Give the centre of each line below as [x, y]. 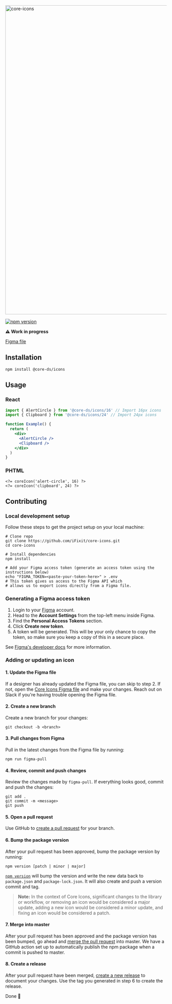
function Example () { [28, 424]
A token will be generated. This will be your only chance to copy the [84, 631]
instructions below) [27, 572]
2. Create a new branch [31, 707]
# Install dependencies [31, 554]
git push [15, 806]
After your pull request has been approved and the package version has [81, 936]
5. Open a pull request [29, 817]
